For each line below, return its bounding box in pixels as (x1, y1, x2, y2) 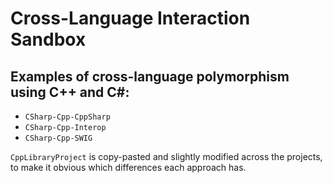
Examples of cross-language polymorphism (10, 68, 290, 85)
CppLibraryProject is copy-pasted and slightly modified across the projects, (10, 151, 323, 162)
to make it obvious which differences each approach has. (10, 162, 247, 173)
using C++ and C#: (10, 83, 130, 101)
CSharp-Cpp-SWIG (24, 133, 93, 143)
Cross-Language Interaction (10, 7, 251, 30)
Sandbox (10, 28, 87, 51)
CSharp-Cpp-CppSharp (24, 112, 111, 122)
